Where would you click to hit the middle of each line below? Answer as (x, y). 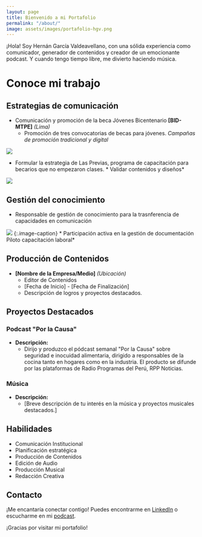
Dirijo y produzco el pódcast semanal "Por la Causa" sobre (97, 349)
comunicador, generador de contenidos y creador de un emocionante (93, 53)
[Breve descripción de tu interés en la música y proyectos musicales (109, 404)
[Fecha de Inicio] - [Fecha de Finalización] (77, 286)
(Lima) (42, 127)
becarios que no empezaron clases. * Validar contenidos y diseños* (99, 169)
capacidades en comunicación (53, 221)
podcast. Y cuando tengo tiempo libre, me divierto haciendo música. (92, 59)
